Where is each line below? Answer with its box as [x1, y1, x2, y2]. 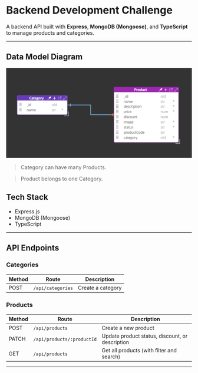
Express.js [14, 207, 40, 215]
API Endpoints [6, 243, 60, 253]
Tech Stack [6, 192, 48, 202]
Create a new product [101, 324, 154, 331]
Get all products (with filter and [101, 347, 177, 354]
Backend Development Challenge [6, 4, 173, 17]
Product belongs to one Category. [20, 175, 103, 182]
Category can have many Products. [20, 163, 107, 171]
